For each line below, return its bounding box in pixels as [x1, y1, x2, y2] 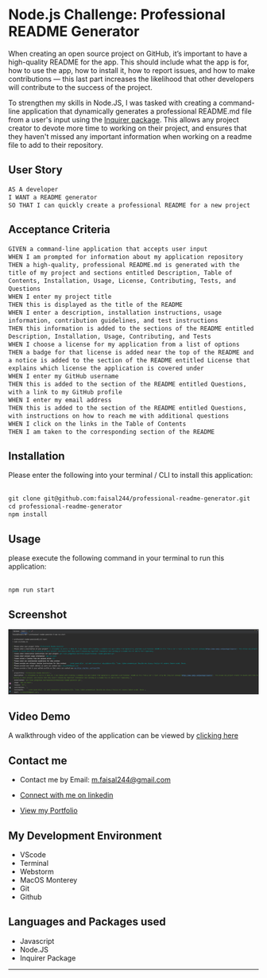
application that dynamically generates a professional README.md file [21, 106, 252, 116]
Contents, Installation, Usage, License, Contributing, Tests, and [8, 277, 237, 285]
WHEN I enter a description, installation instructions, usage [8, 309, 222, 316]
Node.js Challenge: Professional [8, 6, 226, 24]
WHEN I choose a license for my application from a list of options [8, 340, 240, 348]
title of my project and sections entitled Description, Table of [8, 269, 233, 277]
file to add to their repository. [8, 140, 103, 149]
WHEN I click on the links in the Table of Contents [8, 420, 187, 428]
